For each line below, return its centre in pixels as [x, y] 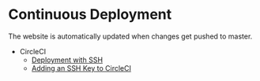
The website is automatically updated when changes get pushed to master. [130, 36]
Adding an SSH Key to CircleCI [81, 68]
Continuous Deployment [90, 15]
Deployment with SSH [67, 60]
